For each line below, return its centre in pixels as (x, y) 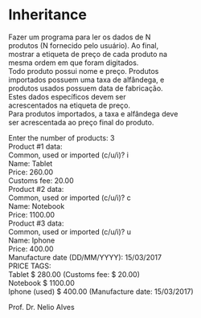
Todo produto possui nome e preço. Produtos (84, 71)
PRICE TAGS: (30, 266)
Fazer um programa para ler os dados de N (80, 37)
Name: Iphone (32, 240)
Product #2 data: (36, 189)
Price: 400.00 (31, 249)
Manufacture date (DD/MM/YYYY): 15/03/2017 (85, 257)
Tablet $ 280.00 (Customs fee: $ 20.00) (74, 274)
